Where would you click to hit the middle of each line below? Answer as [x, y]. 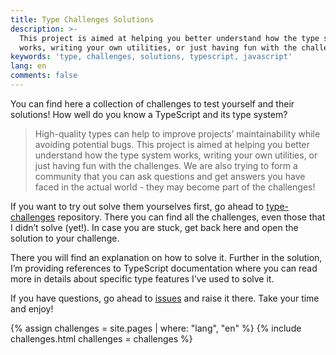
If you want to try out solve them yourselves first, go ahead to [137, 206]
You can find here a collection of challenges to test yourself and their [152, 103]
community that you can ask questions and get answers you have [170, 176]
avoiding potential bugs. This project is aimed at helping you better [172, 144]
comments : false [44, 76]
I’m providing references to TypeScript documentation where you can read [164, 268]
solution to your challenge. [65, 238]
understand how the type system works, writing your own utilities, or [176, 155]
